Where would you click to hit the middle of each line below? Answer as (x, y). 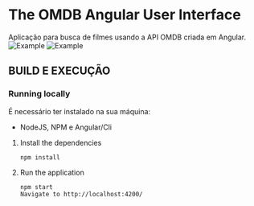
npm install (40, 157)
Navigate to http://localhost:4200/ (81, 194)
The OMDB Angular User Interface (125, 15)
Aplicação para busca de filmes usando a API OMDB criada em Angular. (127, 37)
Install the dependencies (61, 142)
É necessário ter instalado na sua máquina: (80, 111)
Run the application (52, 172)
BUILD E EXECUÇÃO (59, 71)
